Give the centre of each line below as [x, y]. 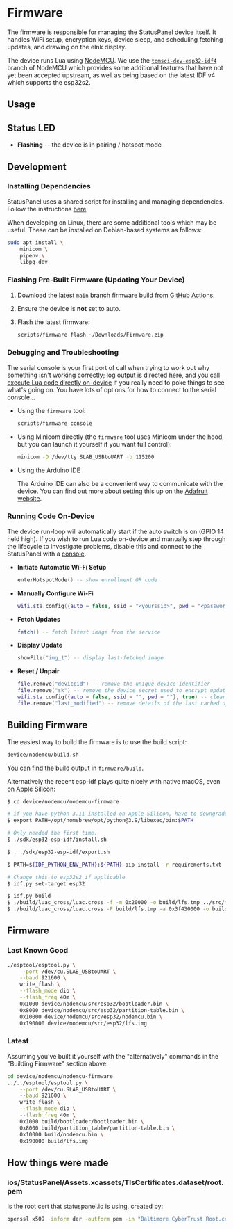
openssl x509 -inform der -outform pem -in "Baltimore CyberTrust [105, 1219]
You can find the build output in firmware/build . [76, 768]
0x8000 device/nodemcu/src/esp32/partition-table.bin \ [102, 1010]
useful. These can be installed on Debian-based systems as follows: [105, 230]
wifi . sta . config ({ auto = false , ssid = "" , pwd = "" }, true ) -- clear [121, 697]
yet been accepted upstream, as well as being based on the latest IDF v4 [111, 75]
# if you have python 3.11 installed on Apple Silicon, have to [102, 814]
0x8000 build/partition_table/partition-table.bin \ [97, 1128]
